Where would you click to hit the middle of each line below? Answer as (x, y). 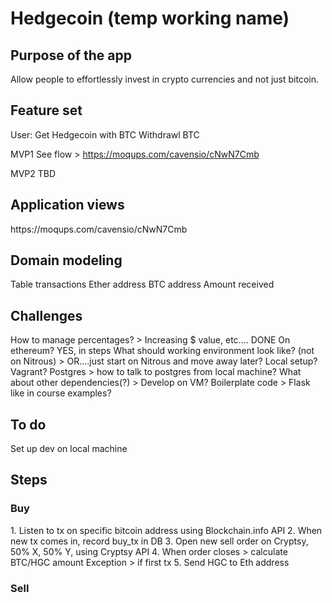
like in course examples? (61, 393)
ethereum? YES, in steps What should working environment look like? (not (162, 351)
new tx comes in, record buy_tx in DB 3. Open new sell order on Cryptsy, (159, 541)
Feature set (46, 110)
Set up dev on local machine (69, 449)
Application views (67, 205)
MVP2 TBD (33, 173)
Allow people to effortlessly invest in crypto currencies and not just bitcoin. (165, 79)
